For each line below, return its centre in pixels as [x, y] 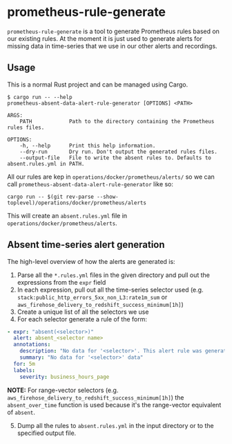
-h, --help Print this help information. [88, 145]
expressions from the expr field [61, 282]
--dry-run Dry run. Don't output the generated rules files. [118, 152]
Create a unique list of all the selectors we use [83, 312]
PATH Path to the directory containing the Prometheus [117, 121]
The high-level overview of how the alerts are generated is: [91, 261]
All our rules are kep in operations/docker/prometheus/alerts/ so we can [111, 177]
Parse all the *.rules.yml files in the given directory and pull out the [114, 275]
